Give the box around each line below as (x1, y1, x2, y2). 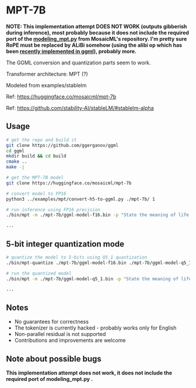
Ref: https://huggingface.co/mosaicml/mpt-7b (6, 93, 117, 100)
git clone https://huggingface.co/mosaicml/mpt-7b (6, 180, 132, 186)
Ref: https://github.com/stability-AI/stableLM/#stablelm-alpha (6, 104, 154, 111)
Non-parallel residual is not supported (14, 331, 106, 338)
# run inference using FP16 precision (6, 207, 100, 212)
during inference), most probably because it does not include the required (6, 29, 190, 36)
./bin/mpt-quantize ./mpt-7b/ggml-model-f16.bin (6, 260, 127, 266)
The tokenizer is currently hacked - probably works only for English (14, 324, 177, 331)
